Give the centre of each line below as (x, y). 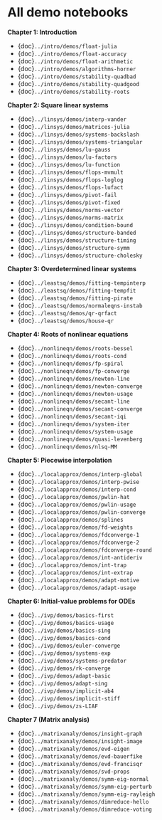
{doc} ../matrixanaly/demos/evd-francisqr (80, 763)
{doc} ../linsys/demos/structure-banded (77, 232)
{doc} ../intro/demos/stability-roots (74, 91)
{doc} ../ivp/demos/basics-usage (66, 622)
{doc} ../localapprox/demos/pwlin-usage (77, 504)
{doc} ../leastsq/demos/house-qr (66, 320)
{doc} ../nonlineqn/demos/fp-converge (74, 370)
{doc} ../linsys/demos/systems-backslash (79, 134)
